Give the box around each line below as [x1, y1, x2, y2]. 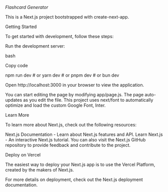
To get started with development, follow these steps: [5, 34, 114, 39]
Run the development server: [5, 43, 65, 49]
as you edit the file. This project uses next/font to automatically [23, 97, 153, 103]
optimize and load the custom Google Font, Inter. [5, 102, 106, 108]
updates [5, 97, 23, 103]
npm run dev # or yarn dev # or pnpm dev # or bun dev [5, 72, 119, 78]
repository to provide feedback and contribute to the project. [5, 142, 131, 148]
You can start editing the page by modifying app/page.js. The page [5, 92, 144, 97]
